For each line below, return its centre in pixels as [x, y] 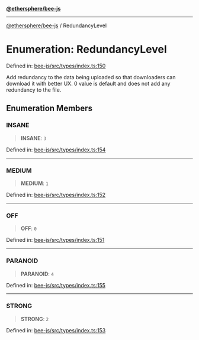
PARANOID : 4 [37, 274]
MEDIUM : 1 [34, 183]
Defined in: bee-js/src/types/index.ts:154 [56, 150]
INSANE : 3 [33, 138]
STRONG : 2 [35, 319]
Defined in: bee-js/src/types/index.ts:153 [56, 330]
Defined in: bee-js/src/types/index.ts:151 [55, 240]
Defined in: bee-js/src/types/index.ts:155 [56, 285]
